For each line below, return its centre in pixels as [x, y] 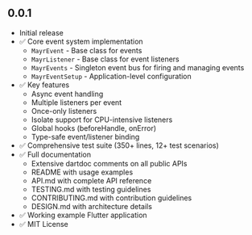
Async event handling [67, 94]
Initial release [41, 32]
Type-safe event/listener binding [85, 136]
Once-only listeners [64, 111]
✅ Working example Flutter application [83, 215]
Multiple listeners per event [76, 102]
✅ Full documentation [55, 154]
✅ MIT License [44, 224]
